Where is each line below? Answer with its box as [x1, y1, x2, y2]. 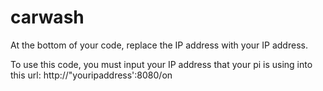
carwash [10, 6, 85, 29]
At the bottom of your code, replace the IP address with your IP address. [10, 39, 308, 51]
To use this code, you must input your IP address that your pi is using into [10, 58, 313, 70]
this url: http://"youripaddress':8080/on [10, 69, 173, 81]
